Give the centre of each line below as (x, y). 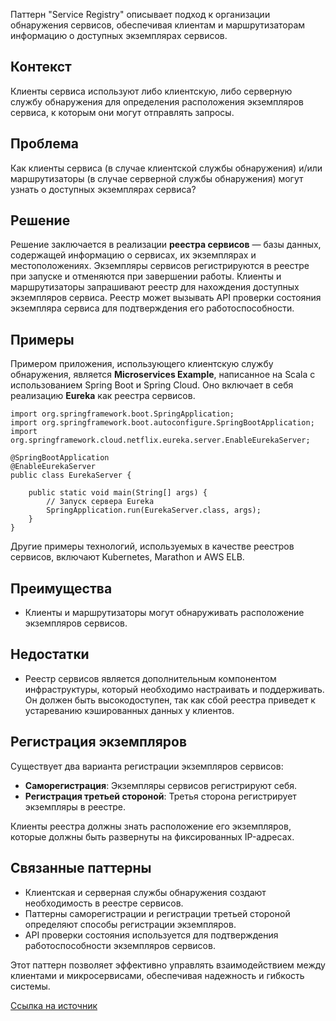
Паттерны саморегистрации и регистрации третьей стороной (157, 913)
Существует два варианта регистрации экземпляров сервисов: (147, 766)
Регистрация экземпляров (98, 742)
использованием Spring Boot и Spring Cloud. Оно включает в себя (152, 385)
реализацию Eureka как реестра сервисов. (103, 396)
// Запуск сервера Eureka (100, 502)
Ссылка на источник (54, 1005)
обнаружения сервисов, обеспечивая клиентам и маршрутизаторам (158, 25)
